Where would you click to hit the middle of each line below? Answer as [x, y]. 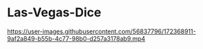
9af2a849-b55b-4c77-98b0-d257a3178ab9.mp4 [76, 38]
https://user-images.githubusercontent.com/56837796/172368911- [101, 31]
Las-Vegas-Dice [54, 13]
